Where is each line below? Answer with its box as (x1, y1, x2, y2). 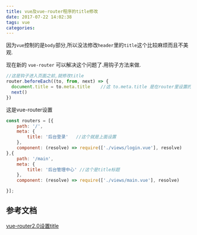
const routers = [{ (6, 117, 54, 123)
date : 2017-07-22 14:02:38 (6, 14, 72, 20)
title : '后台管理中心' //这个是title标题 (27, 167, 120, 172)
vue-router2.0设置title (6, 222, 59, 229)
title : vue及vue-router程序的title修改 (6, 8, 98, 15)
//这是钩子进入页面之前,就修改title (6, 73, 84, 79)
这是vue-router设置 (6, 106, 53, 113)
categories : (6, 25, 35, 31)
